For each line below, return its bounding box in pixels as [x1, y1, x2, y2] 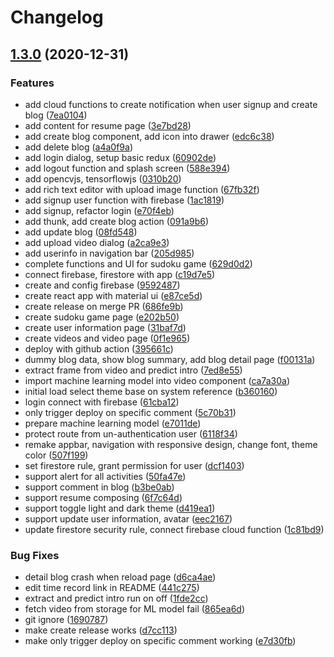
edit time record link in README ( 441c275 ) [24, 582, 200, 594]
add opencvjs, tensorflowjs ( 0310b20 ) [24, 172, 182, 185]
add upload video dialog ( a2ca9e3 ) [24, 236, 170, 248]
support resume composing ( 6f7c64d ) [24, 491, 183, 503]
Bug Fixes [10, 548, 60, 562]
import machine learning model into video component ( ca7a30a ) [24, 374, 290, 386]
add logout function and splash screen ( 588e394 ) [24, 162, 231, 174]
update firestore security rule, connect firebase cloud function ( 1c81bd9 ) [24, 523, 325, 535]
